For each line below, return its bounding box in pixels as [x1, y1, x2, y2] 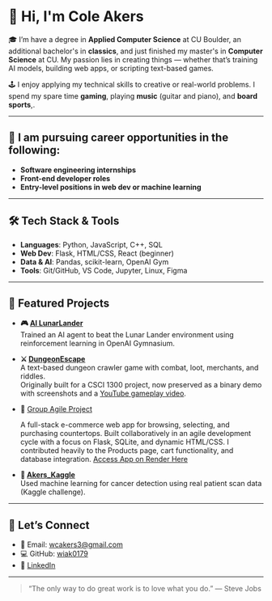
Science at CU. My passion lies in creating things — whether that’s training [8, 54, 258, 64]
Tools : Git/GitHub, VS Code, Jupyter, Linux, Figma [19, 265, 188, 275]
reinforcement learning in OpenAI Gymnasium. [19, 339, 176, 349]
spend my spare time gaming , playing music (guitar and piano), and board [8, 91, 257, 100]
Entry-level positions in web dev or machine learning [19, 182, 202, 192]
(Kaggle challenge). [19, 487, 86, 497]
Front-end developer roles [19, 173, 111, 183]
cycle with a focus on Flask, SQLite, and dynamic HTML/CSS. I [19, 437, 229, 447]
